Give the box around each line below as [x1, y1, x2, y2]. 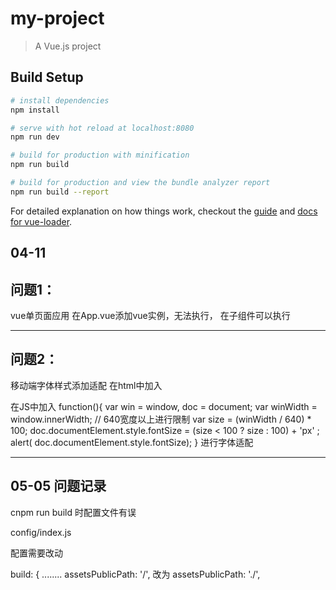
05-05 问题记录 [10, 478, 107, 495]
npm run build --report [10, 187, 110, 197]
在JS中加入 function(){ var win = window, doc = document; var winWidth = [10, 400, 318, 412]
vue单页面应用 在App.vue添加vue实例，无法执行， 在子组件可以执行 [10, 309, 291, 321]
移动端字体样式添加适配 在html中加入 [10, 379, 163, 391]
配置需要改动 [10, 547, 63, 559]
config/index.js [10, 526, 72, 538]
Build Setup [10, 69, 84, 86]
